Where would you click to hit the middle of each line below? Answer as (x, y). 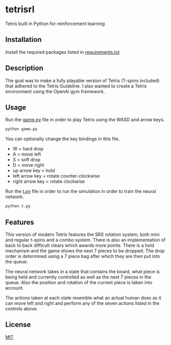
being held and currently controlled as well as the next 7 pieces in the (78, 277)
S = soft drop (27, 160)
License (18, 325)
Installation (23, 40)
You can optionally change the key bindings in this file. (63, 139)
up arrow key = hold (34, 170)
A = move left (27, 154)
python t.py (18, 206)
